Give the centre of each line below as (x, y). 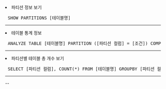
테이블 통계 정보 (27, 33)
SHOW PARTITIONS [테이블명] (39, 18)
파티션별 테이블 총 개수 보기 (38, 58)
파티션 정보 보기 (27, 7)
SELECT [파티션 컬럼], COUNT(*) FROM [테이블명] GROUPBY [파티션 (81, 69)
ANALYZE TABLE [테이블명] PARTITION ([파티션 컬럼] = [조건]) (78, 44)
